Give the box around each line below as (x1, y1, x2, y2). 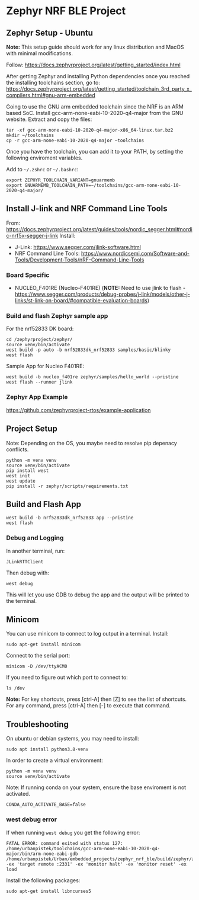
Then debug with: (6, 569, 49, 576)
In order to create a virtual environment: (6, 757, 103, 764)
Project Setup (6, 424, 58, 434)
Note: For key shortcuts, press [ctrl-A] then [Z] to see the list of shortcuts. (6, 695, 187, 703)
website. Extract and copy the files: (6, 116, 92, 123)
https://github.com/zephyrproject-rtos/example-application (6, 406, 151, 413)
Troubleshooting (6, 719, 69, 729)
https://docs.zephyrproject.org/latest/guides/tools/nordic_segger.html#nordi (6, 225, 192, 232)
